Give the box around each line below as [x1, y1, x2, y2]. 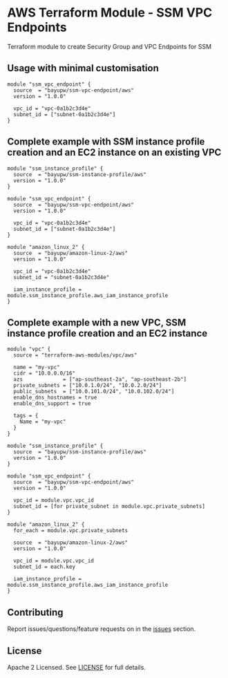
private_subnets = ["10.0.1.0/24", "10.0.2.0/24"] [13, 382, 162, 389]
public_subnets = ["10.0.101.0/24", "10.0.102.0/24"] [13, 388, 175, 395]
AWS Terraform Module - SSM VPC [7, 5, 213, 21]
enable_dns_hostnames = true [13, 394, 97, 402]
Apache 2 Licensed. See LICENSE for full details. [7, 663, 146, 671]
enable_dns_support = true [13, 400, 91, 407]
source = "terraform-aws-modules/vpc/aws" [13, 352, 137, 359]
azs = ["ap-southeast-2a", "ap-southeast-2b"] [13, 376, 187, 383]
